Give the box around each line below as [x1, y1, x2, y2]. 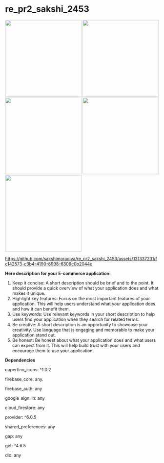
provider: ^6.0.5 [5, 414, 37, 420]
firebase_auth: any [5, 386, 42, 391]
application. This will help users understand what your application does [12, 301, 156, 307]
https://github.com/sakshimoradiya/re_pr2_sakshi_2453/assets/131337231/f [5, 256, 157, 261]
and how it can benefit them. [12, 306, 70, 312]
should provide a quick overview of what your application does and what [12, 285, 159, 291]
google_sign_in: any [5, 395, 45, 401]
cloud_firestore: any [5, 405, 45, 411]
